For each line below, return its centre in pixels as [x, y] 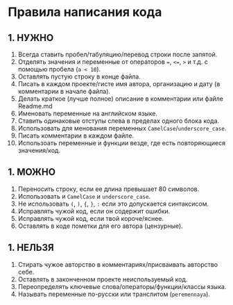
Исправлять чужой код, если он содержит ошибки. [94, 211]
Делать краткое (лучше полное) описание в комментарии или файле [121, 99]
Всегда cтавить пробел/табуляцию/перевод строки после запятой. [118, 54]
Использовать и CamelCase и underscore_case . [84, 196]
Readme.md [35, 106]
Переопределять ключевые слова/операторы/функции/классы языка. [122, 286]
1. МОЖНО [32, 172]
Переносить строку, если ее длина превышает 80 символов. [109, 189]
